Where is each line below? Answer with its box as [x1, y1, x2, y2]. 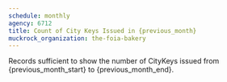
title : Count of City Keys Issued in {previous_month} [8, 27, 197, 35]
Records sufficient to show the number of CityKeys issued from [8, 56, 220, 66]
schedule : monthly [8, 11, 70, 20]
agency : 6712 [8, 19, 53, 27]
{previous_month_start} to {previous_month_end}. [8, 65, 174, 75]
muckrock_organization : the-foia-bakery [8, 34, 147, 43]
